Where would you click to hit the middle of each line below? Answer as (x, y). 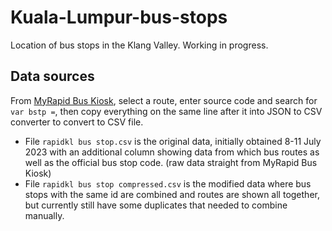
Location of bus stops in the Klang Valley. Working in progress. (139, 45)
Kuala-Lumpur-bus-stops (119, 17)
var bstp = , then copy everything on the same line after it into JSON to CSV (166, 111)
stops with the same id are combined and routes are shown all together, (172, 194)
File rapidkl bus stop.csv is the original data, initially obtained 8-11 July (173, 141)
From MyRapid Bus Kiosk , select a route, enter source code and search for (164, 100)
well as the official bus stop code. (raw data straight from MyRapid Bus (171, 162)
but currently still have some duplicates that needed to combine (156, 205)
